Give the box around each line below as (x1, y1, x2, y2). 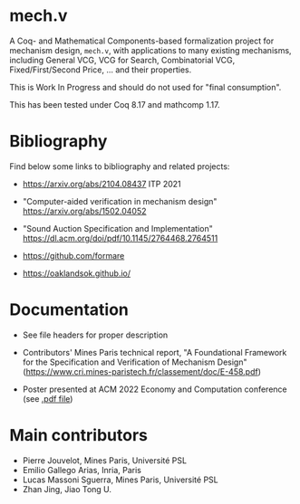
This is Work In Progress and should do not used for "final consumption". (9, 81, 282, 92)
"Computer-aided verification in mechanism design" (22, 195, 218, 206)
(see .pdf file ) (22, 393, 73, 404)
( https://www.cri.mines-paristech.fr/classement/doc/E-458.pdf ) (22, 366, 261, 376)
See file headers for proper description (22, 329, 169, 340)
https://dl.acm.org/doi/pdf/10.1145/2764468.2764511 (22, 233, 218, 243)
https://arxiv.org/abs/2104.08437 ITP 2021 (22, 178, 181, 189)
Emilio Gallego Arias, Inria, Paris (22, 464, 142, 475)
